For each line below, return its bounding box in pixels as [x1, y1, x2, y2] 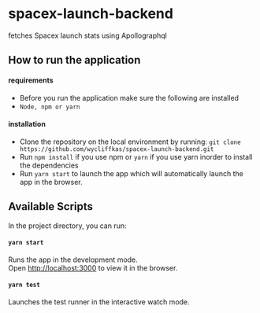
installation [8, 120, 46, 129]
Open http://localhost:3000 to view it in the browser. [8, 263, 178, 272]
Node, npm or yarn [19, 103, 80, 111]
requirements [8, 75, 54, 85]
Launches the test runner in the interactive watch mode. [8, 296, 191, 307]
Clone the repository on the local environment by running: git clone [19, 137, 242, 146]
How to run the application [8, 53, 141, 67]
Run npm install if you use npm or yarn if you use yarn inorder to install [19, 152, 253, 161]
